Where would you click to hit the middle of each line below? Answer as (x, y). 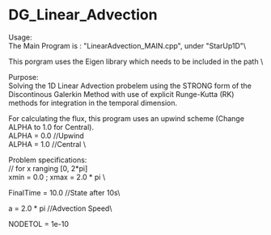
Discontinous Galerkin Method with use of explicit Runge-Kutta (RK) (121, 94)
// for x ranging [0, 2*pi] (48, 168)
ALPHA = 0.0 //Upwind (47, 136)
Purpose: (23, 77)
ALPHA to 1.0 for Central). (51, 127)
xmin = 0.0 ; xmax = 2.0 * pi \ (57, 177)
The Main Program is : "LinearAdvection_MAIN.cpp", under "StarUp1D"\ (127, 45)
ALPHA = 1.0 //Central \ (47, 144)
